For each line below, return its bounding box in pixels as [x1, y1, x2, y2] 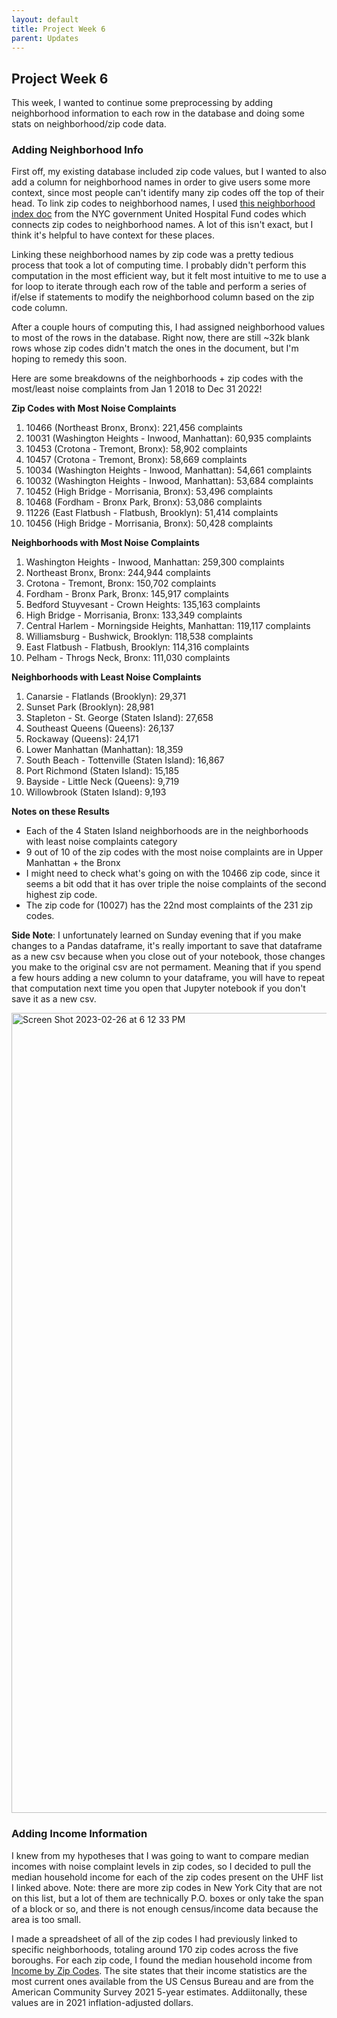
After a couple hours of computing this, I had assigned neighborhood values [11, 321, 326, 333]
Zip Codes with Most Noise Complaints [11, 402, 177, 415]
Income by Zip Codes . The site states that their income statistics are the [11, 1964, 308, 1976]
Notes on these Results [11, 806, 110, 818]
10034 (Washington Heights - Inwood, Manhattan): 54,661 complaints [25, 464, 313, 476]
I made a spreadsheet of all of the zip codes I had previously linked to [11, 1932, 298, 1945]
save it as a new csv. [11, 993, 97, 1005]
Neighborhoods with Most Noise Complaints [11, 537, 200, 549]
